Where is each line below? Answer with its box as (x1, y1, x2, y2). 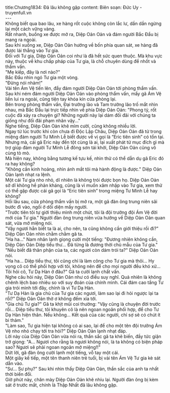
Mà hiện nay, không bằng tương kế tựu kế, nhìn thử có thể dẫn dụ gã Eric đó (5, 155, 164, 161)
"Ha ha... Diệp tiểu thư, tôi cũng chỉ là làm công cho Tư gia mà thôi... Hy (5, 258, 155, 264)
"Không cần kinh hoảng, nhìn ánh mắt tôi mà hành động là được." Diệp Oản (5, 166, 162, 172)
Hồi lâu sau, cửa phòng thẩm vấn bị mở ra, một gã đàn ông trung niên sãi (5, 199, 157, 205)
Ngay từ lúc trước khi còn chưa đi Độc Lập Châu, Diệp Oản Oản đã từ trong (5, 128, 162, 134)
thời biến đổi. (5, 371, 33, 377)
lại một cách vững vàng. (5, 26, 56, 32)
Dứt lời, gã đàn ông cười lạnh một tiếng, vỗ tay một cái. (5, 350, 120, 355)
